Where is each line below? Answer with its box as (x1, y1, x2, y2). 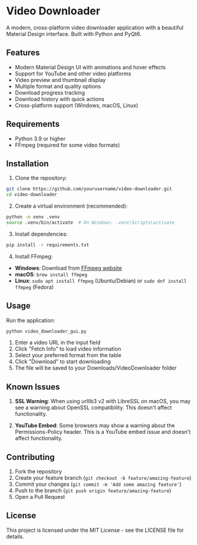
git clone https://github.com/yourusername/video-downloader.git (6, 186, 172, 192)
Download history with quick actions (14, 95, 104, 102)
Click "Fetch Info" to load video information (14, 345, 121, 352)
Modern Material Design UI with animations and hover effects (14, 63, 166, 71)
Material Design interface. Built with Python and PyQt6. (6, 30, 141, 37)
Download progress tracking (14, 89, 85, 96)
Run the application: (6, 316, 56, 324)
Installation (6, 159, 49, 169)
